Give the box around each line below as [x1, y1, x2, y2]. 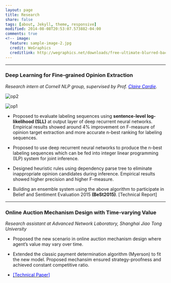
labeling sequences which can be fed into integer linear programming [12, 150, 159, 156]
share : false [5, 17, 33, 22]
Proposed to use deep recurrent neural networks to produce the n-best [12, 144, 162, 150]
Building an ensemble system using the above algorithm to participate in [12, 186, 164, 192]
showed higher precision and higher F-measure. [12, 176, 114, 182]
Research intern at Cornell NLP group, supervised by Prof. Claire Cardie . [5, 83, 158, 89]
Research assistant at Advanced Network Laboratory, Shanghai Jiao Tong [5, 220, 162, 227]
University [5, 226, 27, 232]
